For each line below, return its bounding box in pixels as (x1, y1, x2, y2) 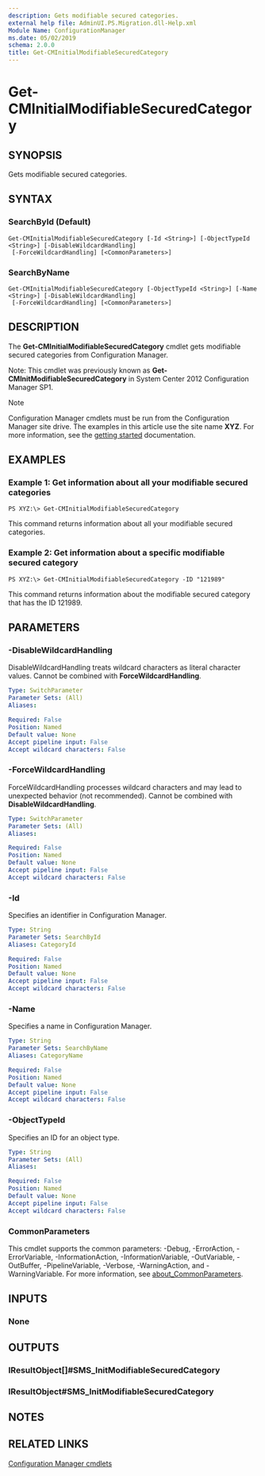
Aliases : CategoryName (8, 1052, 83, 1060)
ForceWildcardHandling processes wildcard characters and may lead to (8, 782, 242, 792)
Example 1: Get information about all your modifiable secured (8, 477, 248, 488)
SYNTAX (8, 193, 53, 206)
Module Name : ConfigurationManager (8, 26, 126, 34)
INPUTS (8, 1292, 48, 1306)
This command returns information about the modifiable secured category (8, 589, 251, 599)
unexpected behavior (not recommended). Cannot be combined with (8, 791, 233, 800)
